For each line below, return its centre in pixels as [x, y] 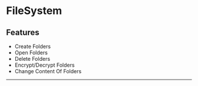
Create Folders [33, 46]
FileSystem [34, 11]
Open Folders [31, 53]
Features [23, 32]
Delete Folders [32, 59]
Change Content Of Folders [48, 71]
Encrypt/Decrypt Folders [44, 65]
